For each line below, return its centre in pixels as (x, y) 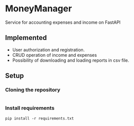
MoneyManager (39, 9)
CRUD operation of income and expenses (55, 55)
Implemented (26, 38)
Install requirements (30, 108)
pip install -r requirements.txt (40, 118)
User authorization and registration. (48, 49)
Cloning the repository (33, 90)
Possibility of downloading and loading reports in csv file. (71, 60)
